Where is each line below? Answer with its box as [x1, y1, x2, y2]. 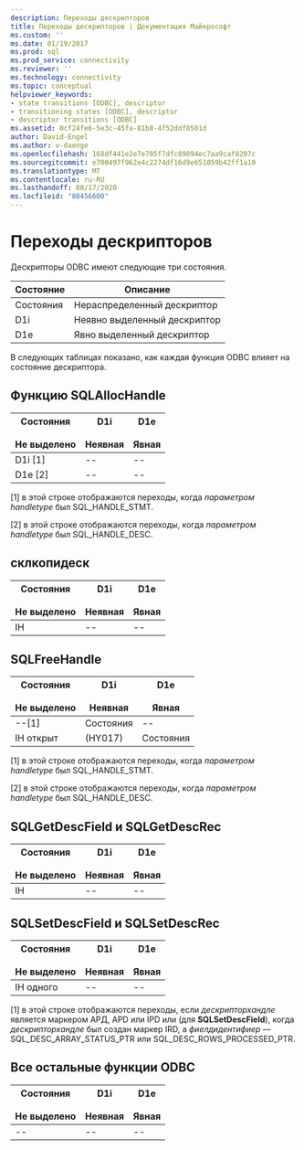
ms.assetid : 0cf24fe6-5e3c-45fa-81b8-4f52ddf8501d [10, 124, 207, 133]
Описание [123, 282, 172, 295]
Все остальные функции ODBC [10, 1059, 195, 1075]
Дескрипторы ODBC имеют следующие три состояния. [10, 261, 227, 272]
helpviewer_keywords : [10, 90, 93, 99]
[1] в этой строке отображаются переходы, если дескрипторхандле [10, 1005, 276, 1015]
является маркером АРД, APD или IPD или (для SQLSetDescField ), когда [10, 1014, 295, 1025]
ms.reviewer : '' [10, 65, 72, 74]
